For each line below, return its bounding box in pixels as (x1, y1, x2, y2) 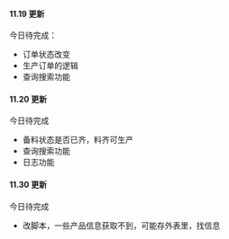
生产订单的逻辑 (22, 60, 78, 71)
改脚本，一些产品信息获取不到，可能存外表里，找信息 (22, 220, 221, 231)
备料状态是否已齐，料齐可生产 (22, 135, 133, 146)
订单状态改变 (22, 49, 70, 60)
